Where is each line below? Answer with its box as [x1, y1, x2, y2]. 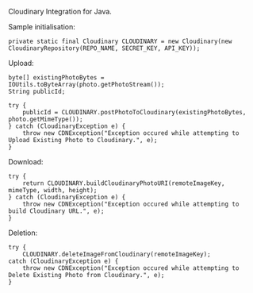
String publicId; [8, 87, 66, 95]
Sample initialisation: [8, 22, 75, 31]
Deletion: [8, 228, 38, 237]
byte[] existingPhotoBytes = [8, 74, 105, 82]
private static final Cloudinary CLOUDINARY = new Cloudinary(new [8, 37, 232, 45]
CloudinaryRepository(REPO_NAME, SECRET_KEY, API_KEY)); [8, 44, 201, 52]
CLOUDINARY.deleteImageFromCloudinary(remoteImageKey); [22, 250, 212, 258]
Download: [8, 157, 44, 166]
